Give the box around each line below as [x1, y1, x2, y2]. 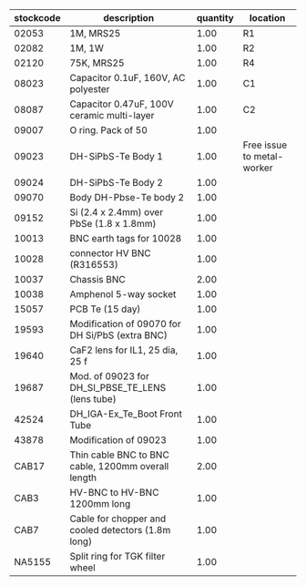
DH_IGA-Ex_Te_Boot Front [69, 407, 182, 420]
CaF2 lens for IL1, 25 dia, [69, 344, 178, 356]
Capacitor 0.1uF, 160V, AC [69, 72, 186, 84]
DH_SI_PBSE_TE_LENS [69, 382, 167, 394]
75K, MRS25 [69, 57, 125, 69]
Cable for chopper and [69, 512, 167, 525]
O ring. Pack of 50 [69, 124, 148, 136]
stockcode [14, 12, 61, 24]
